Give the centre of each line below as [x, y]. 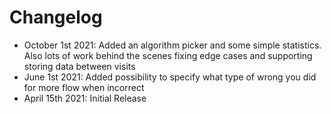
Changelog [56, 17]
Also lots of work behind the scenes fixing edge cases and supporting [168, 55]
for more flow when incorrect [84, 87]
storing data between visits [79, 66]
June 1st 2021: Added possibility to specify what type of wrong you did [170, 77]
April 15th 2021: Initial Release [85, 98]
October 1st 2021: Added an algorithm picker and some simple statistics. [172, 45]
